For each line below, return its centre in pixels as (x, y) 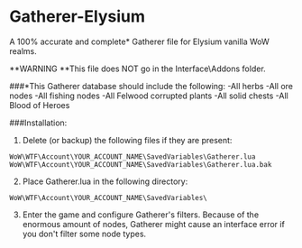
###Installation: (38, 123)
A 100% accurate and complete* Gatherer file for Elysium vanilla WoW (140, 41)
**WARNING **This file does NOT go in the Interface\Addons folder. (137, 69)
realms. (23, 51)
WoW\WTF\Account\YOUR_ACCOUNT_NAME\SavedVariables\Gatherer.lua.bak (141, 164)
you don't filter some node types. (84, 234)
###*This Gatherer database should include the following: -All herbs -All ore (151, 86)
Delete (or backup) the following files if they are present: (127, 140)
